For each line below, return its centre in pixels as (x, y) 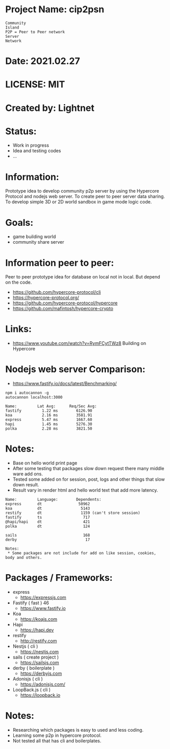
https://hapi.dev (37, 630)
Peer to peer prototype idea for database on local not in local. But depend (83, 277)
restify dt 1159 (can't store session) (73, 513)
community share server (39, 242)
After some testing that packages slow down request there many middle (88, 469)
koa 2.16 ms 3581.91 (49, 415)
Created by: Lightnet (50, 108)
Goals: (19, 223)
